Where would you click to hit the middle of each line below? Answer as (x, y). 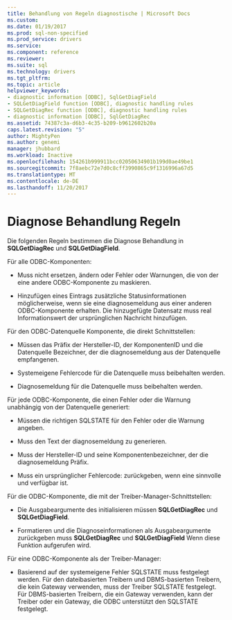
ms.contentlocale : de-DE (43, 181)
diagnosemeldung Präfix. (53, 462)
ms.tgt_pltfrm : (29, 78)
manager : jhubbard (34, 149)
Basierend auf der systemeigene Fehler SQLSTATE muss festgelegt (113, 572)
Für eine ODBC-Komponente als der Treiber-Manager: (84, 559)
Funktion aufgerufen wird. (54, 545)
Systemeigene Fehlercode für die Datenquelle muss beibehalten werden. (121, 373)
